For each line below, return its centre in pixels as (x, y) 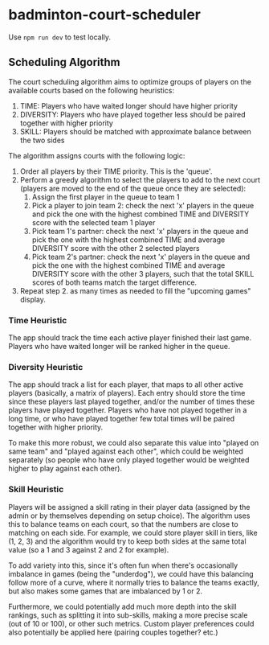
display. (33, 299)
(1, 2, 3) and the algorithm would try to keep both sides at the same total (127, 541)
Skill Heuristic (36, 490)
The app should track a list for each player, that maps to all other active (126, 384)
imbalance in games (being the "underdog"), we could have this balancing (131, 573)
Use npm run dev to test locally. (59, 37)
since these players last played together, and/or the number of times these (132, 402)
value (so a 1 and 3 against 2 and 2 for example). (89, 549)
